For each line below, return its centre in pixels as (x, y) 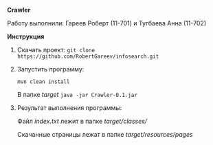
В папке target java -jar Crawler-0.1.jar (77, 94)
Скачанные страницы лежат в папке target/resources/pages (105, 134)
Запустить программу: (51, 69)
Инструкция (26, 36)
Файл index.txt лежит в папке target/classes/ (82, 121)
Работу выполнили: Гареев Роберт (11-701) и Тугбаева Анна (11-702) (107, 23)
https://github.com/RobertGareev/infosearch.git (88, 56)
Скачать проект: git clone (56, 50)
